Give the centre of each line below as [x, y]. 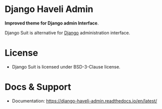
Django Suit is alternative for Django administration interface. [67, 32]
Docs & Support [38, 87]
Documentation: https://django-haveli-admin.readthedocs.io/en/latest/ [84, 100]
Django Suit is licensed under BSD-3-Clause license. [66, 66]
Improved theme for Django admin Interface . [52, 23]
